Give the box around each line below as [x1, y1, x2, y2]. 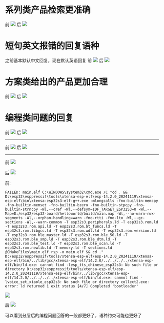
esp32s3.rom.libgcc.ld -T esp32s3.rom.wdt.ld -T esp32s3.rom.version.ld [5, 228, 156, 233]
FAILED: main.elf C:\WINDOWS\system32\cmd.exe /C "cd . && [5, 190, 128, 195]
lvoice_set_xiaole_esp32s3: [5, 279, 62, 284]
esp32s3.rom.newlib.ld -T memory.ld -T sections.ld [5, 245, 112, 250]
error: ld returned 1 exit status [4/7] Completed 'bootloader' [5, 283, 139, 288]
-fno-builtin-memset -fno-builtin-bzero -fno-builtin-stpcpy [5, 202, 132, 207]
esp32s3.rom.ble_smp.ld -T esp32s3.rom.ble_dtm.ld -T [5, 237, 117, 242]
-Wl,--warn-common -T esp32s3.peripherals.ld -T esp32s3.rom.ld [24, 220, 159, 224]
